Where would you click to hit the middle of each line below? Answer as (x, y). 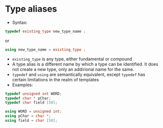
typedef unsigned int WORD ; (34, 93)
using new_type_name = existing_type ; (45, 50)
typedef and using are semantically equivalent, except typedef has (79, 74)
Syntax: (20, 22)
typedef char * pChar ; (28, 98)
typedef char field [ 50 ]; (31, 103)
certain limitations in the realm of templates (55, 79)
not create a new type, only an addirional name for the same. (73, 69)
